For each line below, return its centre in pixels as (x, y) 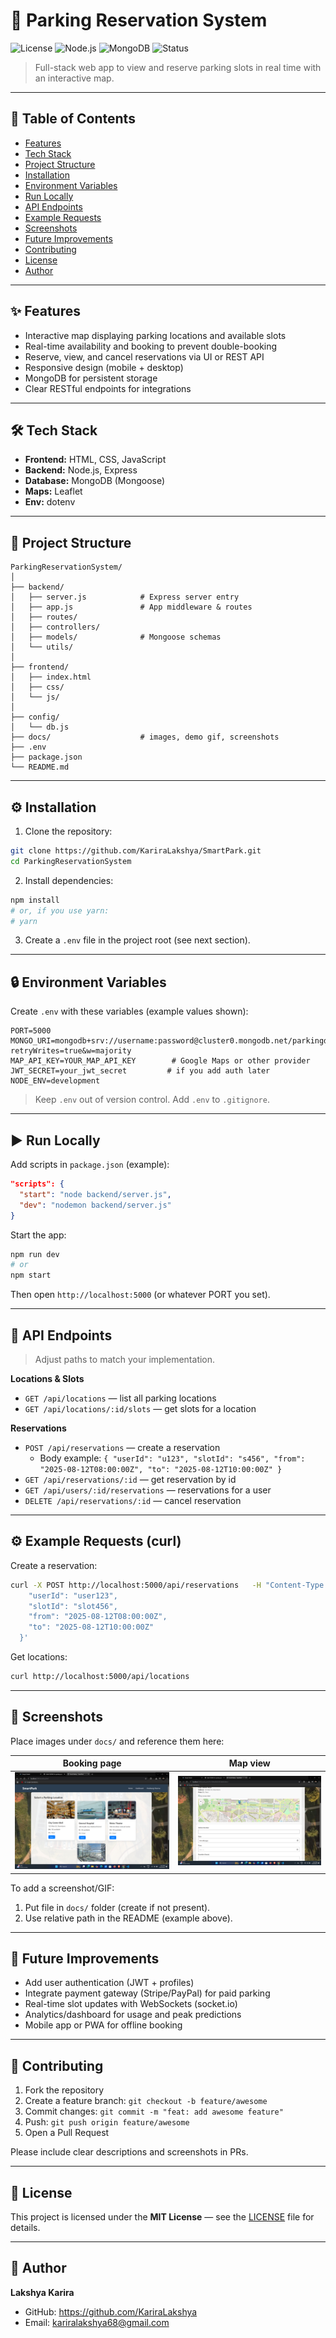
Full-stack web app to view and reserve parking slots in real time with (178, 67)
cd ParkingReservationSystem (71, 861)
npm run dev (35, 1254)
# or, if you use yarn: (60, 910)
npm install (35, 900)
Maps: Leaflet (53, 491)
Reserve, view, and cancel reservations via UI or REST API (144, 356)
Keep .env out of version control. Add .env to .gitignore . (152, 1100)
